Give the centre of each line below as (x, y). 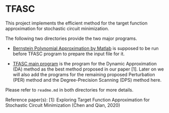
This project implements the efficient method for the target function (76, 23)
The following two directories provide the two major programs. (71, 38)
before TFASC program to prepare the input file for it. (69, 54)
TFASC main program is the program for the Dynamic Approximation (85, 63)
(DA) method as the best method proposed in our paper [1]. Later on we (88, 69)
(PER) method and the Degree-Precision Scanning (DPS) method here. (87, 80)
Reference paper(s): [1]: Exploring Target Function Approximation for (78, 100)
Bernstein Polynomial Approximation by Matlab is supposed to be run (86, 48)
